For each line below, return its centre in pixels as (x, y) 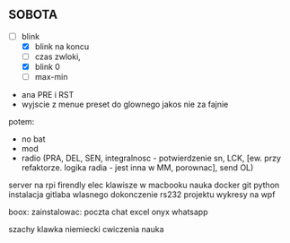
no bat (33, 139)
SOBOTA (33, 15)
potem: (22, 122)
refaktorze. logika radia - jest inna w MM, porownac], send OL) (137, 168)
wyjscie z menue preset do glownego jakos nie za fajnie (125, 104)
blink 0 (47, 67)
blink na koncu (62, 46)
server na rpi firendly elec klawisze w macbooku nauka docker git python (144, 185)
